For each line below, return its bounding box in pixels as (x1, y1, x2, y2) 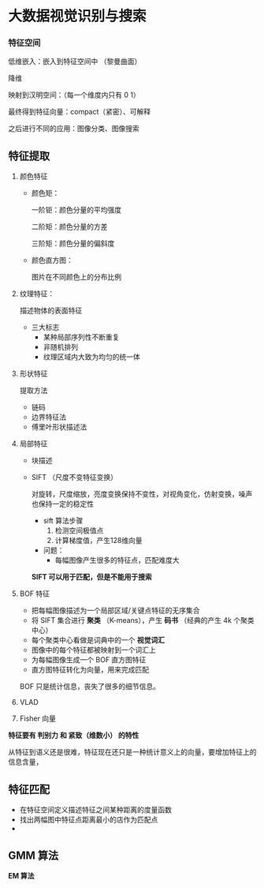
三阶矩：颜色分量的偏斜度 (31, 238, 115, 249)
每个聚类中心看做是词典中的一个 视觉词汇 (31, 635, 165, 645)
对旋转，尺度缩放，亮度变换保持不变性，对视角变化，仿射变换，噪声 (31, 489, 253, 499)
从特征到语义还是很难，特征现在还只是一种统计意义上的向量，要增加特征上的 (8, 747, 257, 757)
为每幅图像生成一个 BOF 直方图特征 (31, 655, 147, 665)
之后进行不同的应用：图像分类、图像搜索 (8, 124, 139, 133)
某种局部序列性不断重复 (43, 332, 120, 342)
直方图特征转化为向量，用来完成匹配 (31, 665, 150, 675)
